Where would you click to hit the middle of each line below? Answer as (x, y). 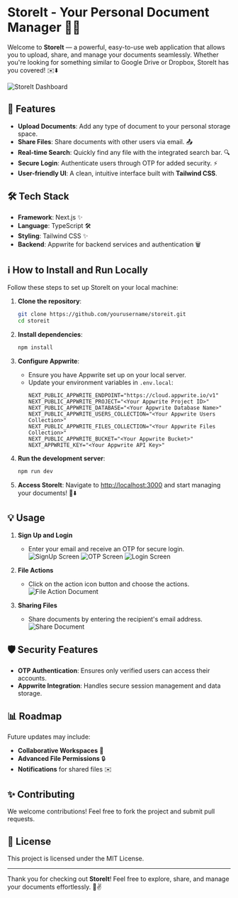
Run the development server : (61, 458)
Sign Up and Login (45, 535)
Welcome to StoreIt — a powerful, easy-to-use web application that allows (116, 47)
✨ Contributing (41, 794)
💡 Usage (26, 518)
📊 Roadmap (35, 716)
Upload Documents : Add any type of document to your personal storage (124, 126)
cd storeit (34, 321)
